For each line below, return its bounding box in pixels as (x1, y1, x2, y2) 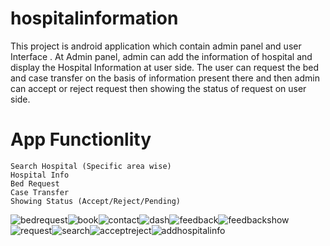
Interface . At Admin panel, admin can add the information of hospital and (10, 50, 313, 62)
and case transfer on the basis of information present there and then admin (10, 72, 320, 84)
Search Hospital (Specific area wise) (10, 161, 172, 171)
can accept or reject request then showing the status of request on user (10, 82, 307, 94)
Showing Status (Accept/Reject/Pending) (10, 196, 182, 206)
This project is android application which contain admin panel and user (10, 40, 302, 52)
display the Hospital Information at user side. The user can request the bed (10, 61, 320, 73)
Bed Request (10, 178, 60, 189)
